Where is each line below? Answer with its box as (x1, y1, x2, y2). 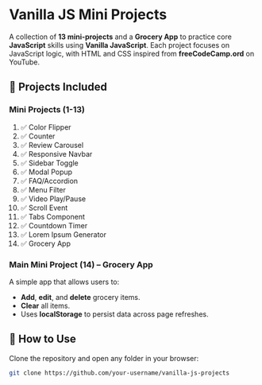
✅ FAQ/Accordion (20, 176, 79, 185)
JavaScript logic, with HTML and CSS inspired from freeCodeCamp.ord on (9, 49, 255, 58)
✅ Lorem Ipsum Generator (20, 229, 106, 239)
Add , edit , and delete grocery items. (20, 292, 141, 301)
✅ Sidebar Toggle (20, 157, 79, 168)
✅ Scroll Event (20, 203, 68, 212)
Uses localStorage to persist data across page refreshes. (20, 309, 209, 319)
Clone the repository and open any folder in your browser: (9, 353, 199, 363)
